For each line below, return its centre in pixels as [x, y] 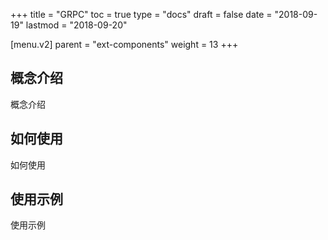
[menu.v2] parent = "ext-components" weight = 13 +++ [124, 44]
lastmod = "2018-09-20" [76, 25]
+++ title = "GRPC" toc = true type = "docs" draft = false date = [141, 14]
